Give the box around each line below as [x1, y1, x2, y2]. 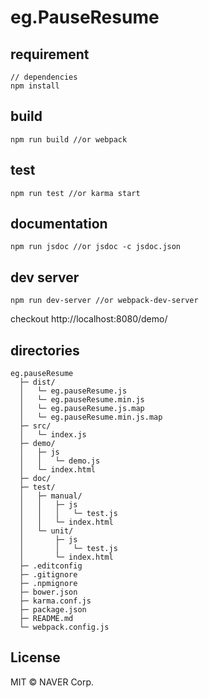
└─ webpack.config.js [19, 622, 110, 633]
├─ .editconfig [19, 561, 83, 571]
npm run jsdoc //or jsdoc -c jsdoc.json [10, 242, 182, 252]
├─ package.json [19, 605, 87, 615]
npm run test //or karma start [10, 188, 141, 198]
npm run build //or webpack [10, 134, 128, 145]
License [10, 649, 61, 666]
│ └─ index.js [19, 430, 87, 440]
